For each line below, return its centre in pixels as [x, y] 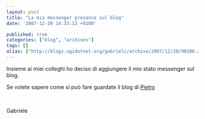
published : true [27, 34]
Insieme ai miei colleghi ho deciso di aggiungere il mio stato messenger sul [100, 68]
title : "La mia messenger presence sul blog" [65, 18]
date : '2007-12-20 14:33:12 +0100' [52, 23]
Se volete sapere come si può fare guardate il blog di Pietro [81, 87]
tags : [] [17, 46]
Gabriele [17, 110]
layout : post [23, 12]
